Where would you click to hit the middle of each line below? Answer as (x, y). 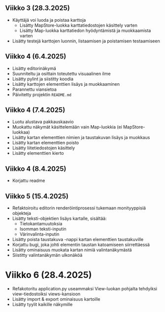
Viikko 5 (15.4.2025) (37, 196)
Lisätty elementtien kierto (38, 153)
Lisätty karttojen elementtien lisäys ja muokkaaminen (66, 84)
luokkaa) (21, 132)
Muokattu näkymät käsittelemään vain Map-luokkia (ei (67, 127)
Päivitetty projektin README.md (42, 94)
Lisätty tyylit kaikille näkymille (42, 304)
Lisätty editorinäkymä (34, 68)
